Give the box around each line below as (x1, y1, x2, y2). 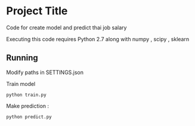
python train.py (6, 91, 47, 98)
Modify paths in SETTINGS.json (6, 69, 84, 76)
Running (6, 53, 39, 63)
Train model (6, 80, 36, 87)
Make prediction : (6, 102, 49, 109)
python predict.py (6, 113, 52, 120)
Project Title (6, 4, 68, 18)
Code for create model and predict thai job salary (6, 24, 127, 31)
